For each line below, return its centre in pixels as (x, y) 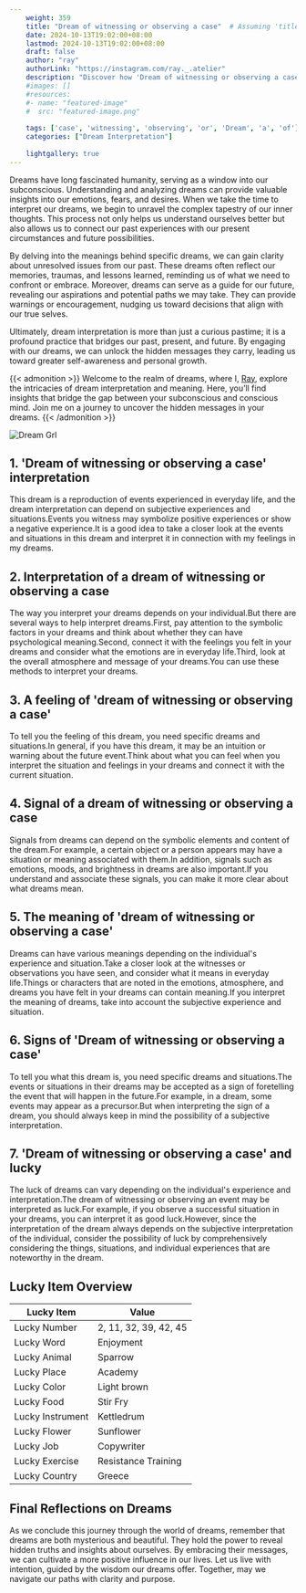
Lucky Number (46, 1327)
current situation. (41, 775)
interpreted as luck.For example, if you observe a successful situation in (144, 1210)
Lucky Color (40, 1387)
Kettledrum (121, 1417)
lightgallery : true (63, 153)
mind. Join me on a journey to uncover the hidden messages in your (137, 407)
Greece (113, 1476)
